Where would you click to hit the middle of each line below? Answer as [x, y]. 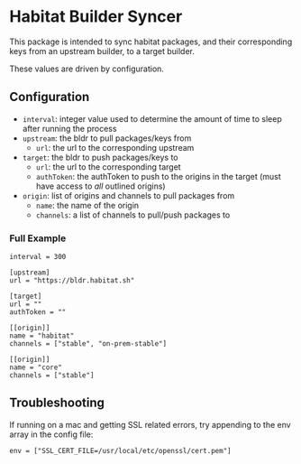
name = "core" [36, 367]
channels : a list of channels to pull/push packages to [133, 215]
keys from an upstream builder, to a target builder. [102, 51]
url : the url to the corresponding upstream [115, 147]
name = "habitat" [42, 336]
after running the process [69, 128]
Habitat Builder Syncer [96, 17]
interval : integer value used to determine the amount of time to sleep [152, 118]
